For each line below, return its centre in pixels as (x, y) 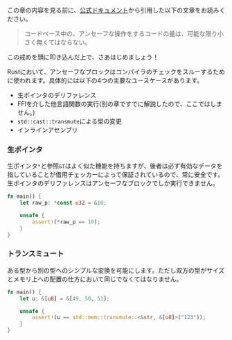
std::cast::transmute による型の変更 (70, 121)
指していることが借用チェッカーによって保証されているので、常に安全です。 (116, 175)
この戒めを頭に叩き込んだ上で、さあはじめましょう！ (83, 57)
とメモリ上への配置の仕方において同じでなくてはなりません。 (95, 279)
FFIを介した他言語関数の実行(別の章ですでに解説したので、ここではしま (120, 104)
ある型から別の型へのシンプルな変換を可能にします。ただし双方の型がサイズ (116, 270)
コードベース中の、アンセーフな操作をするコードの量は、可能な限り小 (124, 34)
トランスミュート (36, 254)
